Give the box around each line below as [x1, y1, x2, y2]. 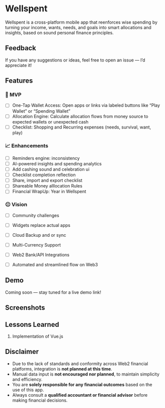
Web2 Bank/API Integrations [12, 251, 70, 257]
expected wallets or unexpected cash [12, 119, 89, 125]
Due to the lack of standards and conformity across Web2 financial [12, 360, 149, 367]
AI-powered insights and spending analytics [12, 160, 102, 166]
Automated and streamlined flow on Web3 [12, 261, 98, 267]
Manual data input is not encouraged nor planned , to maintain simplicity [12, 371, 160, 377]
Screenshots [5, 304, 45, 312]
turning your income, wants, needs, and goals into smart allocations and [5, 24, 152, 30]
